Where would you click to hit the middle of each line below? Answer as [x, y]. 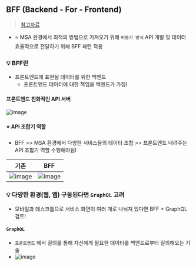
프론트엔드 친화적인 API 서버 [39, 99]
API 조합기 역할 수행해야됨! [45, 150]
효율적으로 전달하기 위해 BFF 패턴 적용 [59, 46]
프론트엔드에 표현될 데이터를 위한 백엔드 [60, 77]
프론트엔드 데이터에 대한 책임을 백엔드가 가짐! [75, 84]
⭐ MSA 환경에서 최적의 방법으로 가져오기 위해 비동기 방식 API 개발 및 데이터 [100, 37]
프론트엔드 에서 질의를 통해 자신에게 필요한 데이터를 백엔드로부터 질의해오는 [99, 243]
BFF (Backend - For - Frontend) [64, 10]
